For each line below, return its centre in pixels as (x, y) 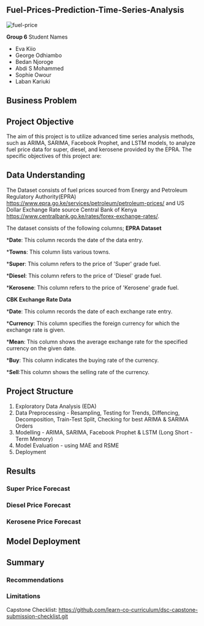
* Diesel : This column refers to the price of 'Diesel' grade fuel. (84, 275)
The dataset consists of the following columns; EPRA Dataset (84, 228)
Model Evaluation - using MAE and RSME (67, 445)
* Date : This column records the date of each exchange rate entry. (89, 311)
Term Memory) (34, 439)
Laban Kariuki (32, 81)
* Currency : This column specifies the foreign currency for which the (93, 323)
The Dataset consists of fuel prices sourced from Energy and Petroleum (97, 190)
